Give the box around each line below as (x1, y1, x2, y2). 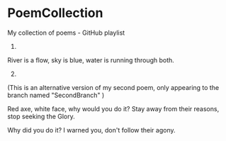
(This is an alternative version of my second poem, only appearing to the (7, 83, 220, 91)
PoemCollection (7, 5, 103, 21)
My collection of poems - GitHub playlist (7, 28, 125, 37)
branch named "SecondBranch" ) (7, 91, 105, 99)
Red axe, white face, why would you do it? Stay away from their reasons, (7, 104, 220, 113)
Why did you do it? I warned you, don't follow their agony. (7, 125, 176, 134)
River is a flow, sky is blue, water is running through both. (7, 55, 175, 64)
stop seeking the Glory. (7, 112, 76, 120)
